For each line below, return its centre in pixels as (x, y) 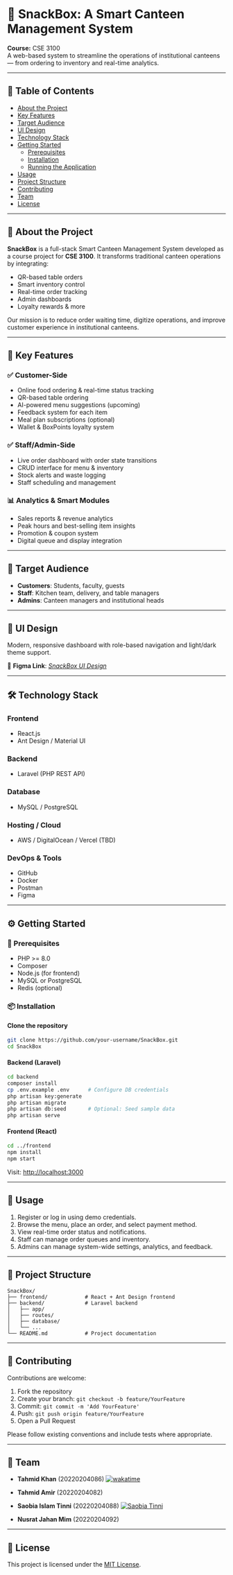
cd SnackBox (24, 1047)
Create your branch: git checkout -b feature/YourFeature (101, 1398)
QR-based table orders (50, 277)
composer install (32, 1083)
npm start (21, 1159)
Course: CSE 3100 (34, 48)
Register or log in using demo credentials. (77, 1217)
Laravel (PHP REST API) (51, 774)
